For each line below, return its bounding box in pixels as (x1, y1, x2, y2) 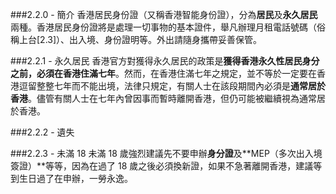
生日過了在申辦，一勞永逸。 (18, 173, 133, 184)
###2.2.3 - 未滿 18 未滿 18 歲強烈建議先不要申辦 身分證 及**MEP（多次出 (10, 148, 305, 159)
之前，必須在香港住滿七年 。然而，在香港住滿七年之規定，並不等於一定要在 (10, 68, 317, 79)
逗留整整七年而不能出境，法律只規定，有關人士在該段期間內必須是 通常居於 (18, 80, 326, 92)
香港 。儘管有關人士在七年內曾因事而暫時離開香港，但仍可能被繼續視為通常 (10, 93, 317, 104)
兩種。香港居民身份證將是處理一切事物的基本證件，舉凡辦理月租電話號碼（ (10, 21, 317, 33)
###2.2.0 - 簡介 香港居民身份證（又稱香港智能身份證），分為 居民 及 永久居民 (10, 9, 318, 20)
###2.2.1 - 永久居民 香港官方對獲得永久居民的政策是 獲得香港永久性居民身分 (10, 55, 320, 67)
